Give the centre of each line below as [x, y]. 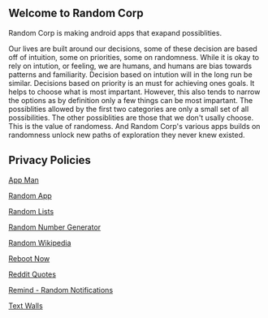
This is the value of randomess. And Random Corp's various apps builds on [134, 126]
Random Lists [31, 211]
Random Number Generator [55, 227]
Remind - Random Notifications [61, 290]
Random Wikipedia [40, 243]
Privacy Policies [50, 160]
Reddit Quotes [32, 274]
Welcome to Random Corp [76, 13]
